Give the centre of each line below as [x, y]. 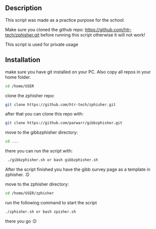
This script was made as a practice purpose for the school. [65, 20]
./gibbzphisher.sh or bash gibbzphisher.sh [53, 160]
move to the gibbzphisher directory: [41, 132]
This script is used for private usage [42, 44]
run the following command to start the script [51, 202]
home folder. [18, 77]
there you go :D [21, 221]
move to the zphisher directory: [37, 184]
